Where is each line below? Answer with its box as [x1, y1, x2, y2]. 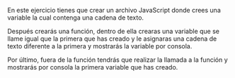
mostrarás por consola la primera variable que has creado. [7, 63, 178, 71]
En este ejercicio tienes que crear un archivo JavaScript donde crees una [7, 6, 221, 14]
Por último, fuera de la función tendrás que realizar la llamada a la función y [7, 56, 228, 64]
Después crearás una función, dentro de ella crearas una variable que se [7, 27, 220, 35]
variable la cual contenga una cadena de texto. [7, 13, 144, 22]
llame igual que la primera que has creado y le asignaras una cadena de [7, 34, 217, 43]
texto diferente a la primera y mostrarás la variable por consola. [7, 42, 193, 50]
